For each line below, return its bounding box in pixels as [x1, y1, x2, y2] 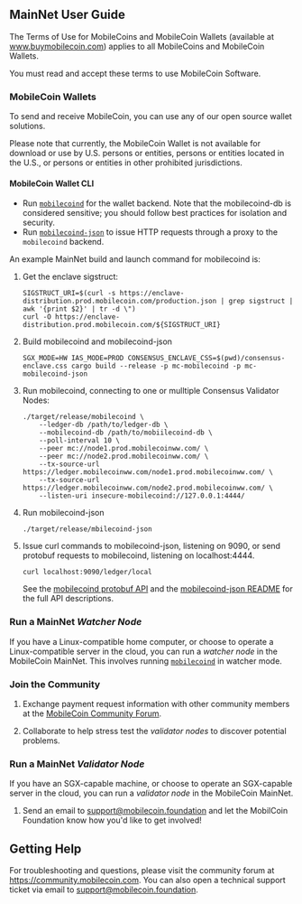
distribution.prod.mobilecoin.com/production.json [22, 297, 217, 306]
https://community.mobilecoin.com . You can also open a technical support [9, 875, 286, 886]
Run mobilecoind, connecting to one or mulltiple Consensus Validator [22, 386, 279, 396]
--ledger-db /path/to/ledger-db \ [39, 420, 169, 430]
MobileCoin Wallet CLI [9, 178, 95, 189]
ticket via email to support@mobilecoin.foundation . [9, 884, 198, 895]
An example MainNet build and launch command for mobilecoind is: [9, 254, 261, 265]
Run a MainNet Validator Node [9, 758, 145, 770]
